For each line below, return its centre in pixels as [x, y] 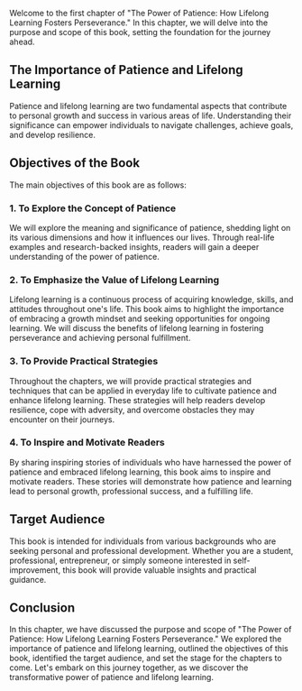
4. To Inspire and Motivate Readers [87, 443]
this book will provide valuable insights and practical [160, 570]
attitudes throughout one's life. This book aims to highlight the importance [147, 309]
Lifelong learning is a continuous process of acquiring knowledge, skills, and [151, 299]
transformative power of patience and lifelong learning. [112, 677]
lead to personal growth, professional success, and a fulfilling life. [132, 491]
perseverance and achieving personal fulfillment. [100, 338]
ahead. [22, 41]
